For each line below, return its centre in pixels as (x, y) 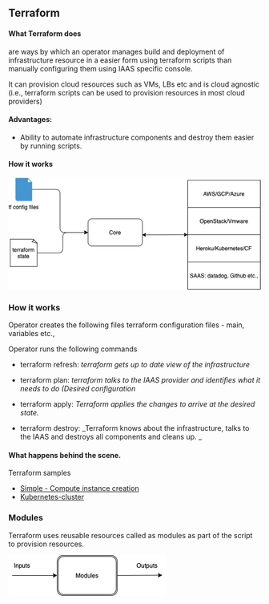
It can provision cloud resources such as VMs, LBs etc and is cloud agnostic (134, 84)
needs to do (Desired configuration (78, 389)
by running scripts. (51, 146)
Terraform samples (40, 473)
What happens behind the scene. (65, 455)
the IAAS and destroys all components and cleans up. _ (111, 437)
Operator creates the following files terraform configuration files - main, (126, 325)
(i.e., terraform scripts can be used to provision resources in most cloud (127, 92)
